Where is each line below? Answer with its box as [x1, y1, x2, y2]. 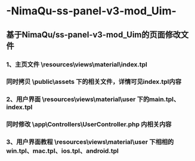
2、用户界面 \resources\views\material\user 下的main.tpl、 [6, 95, 180, 104]
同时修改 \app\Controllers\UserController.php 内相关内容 [6, 120, 172, 129]
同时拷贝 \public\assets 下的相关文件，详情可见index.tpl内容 [6, 78, 182, 86]
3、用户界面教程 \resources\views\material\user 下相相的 [6, 138, 174, 146]
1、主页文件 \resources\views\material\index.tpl [6, 60, 148, 68]
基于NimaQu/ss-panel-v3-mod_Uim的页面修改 [6, 29, 181, 40]
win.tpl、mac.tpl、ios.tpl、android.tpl [6, 147, 119, 155]
